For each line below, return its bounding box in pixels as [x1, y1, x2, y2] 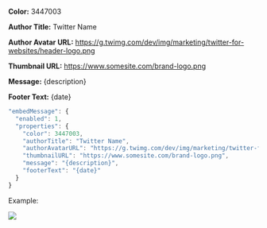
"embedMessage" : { [8, 107, 69, 115]
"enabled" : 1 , [15, 114, 62, 122]
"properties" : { [15, 122, 69, 130]
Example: [8, 195, 39, 205]
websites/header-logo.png [8, 46, 95, 55]
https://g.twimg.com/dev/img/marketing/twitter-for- [75, 37, 245, 47]
